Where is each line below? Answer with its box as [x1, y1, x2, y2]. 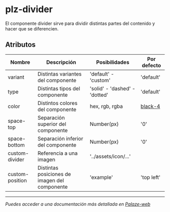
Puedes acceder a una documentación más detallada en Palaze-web [5, 201, 151, 207]
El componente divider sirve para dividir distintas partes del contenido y [5, 20, 155, 26]
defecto [142, 62, 161, 69]
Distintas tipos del [37, 85, 80, 92]
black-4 [141, 102, 160, 110]
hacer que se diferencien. [5, 25, 59, 31]
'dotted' [90, 91, 109, 98]
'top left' [141, 173, 161, 181]
